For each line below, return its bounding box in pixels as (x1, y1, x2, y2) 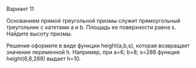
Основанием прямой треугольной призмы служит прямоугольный (6, 17, 181, 24)
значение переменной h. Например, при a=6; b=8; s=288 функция (6, 48, 180, 56)
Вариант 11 (6, 6, 34, 12)
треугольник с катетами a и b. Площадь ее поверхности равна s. (6, 24, 176, 31)
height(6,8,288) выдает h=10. (6, 55, 81, 62)
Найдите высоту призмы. (6, 30, 73, 37)
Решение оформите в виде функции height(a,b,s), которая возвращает (6, 42, 191, 49)
